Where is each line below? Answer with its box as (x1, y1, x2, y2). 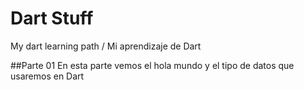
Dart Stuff (10, 7, 94, 30)
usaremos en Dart (10, 70, 85, 82)
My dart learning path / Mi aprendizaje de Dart (10, 40, 202, 52)
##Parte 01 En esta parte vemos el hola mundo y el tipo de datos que (10, 59, 295, 71)
